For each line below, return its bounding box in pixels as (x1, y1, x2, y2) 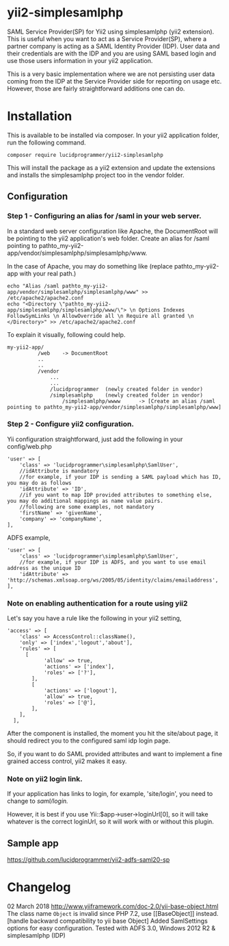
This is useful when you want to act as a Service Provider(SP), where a (7, 34, 207, 42)
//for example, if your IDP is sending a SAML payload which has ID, (19, 473, 222, 480)
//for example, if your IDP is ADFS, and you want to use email (19, 558, 206, 566)
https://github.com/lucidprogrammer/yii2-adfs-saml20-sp (7, 856, 170, 864)
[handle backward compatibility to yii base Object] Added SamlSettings (7, 917, 208, 925)
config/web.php (7, 442, 53, 450)
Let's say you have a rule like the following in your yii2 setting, (7, 614, 182, 623)
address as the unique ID (7, 564, 81, 571)
